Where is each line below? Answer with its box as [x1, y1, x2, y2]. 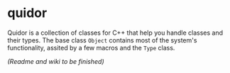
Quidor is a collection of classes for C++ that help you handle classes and [7, 28, 224, 37]
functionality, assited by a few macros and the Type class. [7, 43, 175, 52]
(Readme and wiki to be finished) [7, 57, 104, 65]
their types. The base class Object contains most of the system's [7, 35, 197, 44]
